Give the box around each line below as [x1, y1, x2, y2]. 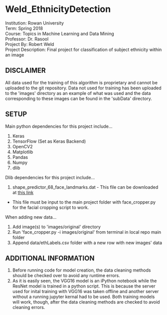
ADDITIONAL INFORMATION [5, 254, 95, 263]
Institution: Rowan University [5, 20, 64, 26]
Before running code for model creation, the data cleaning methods [12, 267, 151, 273]
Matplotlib [12, 149, 33, 155]
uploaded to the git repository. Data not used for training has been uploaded [5, 85, 162, 91]
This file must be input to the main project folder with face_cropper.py [12, 199, 156, 205]
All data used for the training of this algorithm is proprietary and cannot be [5, 79, 158, 85]
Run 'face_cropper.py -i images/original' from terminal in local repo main [12, 229, 162, 235]
